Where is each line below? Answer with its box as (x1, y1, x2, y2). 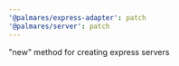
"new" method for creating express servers (8, 46, 170, 57)
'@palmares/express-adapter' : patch (8, 13, 146, 23)
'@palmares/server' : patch (8, 22, 110, 31)
